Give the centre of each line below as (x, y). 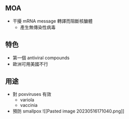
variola (27, 100)
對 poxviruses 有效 (32, 94)
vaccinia (29, 105)
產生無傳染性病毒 (38, 27)
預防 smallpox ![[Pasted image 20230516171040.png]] (68, 111)
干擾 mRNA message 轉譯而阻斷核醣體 (52, 21)
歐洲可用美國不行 (30, 64)
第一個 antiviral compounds (41, 58)
